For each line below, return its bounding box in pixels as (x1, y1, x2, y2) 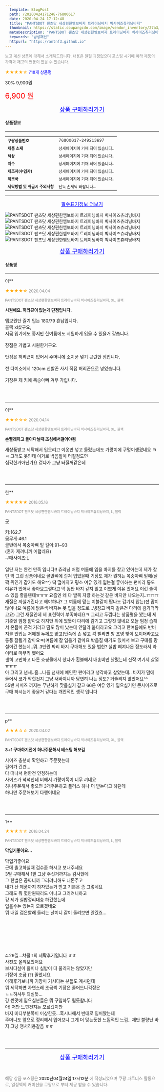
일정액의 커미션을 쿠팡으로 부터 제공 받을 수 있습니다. (11, 1082, 109, 1088)
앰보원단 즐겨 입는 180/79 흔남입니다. (5, 318, 78, 324)
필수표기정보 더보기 (61, 200, 103, 207)
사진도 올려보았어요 (5, 959, 43, 965)
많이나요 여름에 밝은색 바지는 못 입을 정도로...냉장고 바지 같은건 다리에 (5, 605, 142, 611)
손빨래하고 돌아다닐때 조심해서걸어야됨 (5, 437, 76, 442)
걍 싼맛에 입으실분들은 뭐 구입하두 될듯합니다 (5, 998, 93, 1004)
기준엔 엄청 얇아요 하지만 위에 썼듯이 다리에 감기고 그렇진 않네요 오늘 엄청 (5, 618, 148, 624)
